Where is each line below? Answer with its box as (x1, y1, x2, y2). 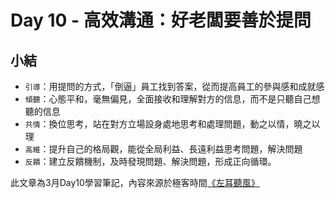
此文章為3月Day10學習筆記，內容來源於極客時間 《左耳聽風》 (10, 177, 260, 188)
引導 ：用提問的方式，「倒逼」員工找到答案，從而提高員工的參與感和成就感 (24, 81, 325, 92)
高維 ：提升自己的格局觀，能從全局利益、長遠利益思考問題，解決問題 (24, 143, 303, 155)
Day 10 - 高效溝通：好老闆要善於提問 (10, 9, 312, 32)
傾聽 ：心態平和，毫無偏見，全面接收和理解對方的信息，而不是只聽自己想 (24, 93, 321, 105)
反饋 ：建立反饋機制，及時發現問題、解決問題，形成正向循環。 (24, 156, 277, 167)
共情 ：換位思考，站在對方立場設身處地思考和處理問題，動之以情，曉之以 (24, 118, 321, 130)
